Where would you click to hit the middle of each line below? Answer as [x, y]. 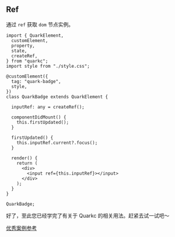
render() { [24, 158]
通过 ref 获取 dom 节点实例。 [40, 24]
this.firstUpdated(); [43, 122]
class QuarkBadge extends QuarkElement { [57, 97]
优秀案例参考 [21, 228]
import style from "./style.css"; [48, 66]
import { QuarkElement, [35, 35]
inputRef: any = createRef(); [48, 107]
